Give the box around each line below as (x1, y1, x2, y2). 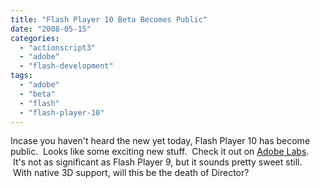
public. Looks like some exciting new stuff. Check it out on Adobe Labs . (10, 146, 310, 158)
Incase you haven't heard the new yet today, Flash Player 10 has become (10, 135, 311, 147)
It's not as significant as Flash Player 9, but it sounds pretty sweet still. (12, 156, 303, 168)
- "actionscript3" (19, 42, 97, 53)
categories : (10, 33, 60, 43)
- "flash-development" (19, 61, 114, 71)
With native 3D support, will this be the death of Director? (12, 167, 250, 179)
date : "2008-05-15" (10, 24, 92, 34)
